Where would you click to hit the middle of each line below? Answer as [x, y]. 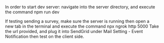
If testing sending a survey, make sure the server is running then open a [77, 21]
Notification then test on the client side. [45, 36]
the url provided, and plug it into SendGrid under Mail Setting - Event [74, 31]
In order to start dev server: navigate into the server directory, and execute [80, 7]
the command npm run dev [32, 12]
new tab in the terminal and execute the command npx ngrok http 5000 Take [82, 26]
